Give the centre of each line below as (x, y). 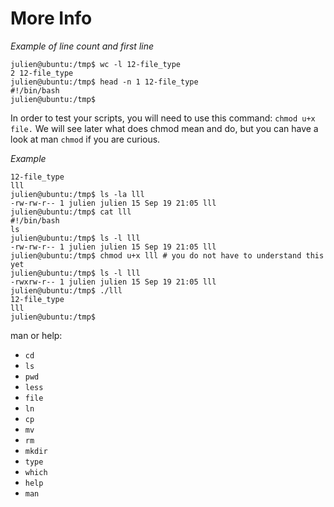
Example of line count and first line (82, 46)
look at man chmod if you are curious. (85, 139)
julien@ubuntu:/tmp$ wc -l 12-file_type (96, 64)
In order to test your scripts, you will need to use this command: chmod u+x (163, 118)
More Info (51, 18)
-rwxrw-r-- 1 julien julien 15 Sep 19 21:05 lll (113, 282)
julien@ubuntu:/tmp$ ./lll (66, 290)
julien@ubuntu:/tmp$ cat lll (71, 212)
